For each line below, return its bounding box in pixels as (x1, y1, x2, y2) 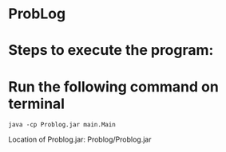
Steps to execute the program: (8, 41, 214, 60)
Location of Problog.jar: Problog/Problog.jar (8, 134, 152, 144)
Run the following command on (8, 77, 220, 95)
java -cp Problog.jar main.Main (8, 121, 116, 129)
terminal (8, 95, 65, 112)
